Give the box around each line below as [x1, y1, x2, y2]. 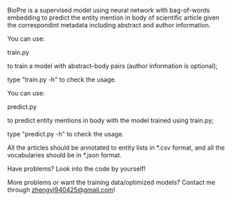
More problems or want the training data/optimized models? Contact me [7, 179, 216, 186]
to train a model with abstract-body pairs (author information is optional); [7, 62, 219, 70]
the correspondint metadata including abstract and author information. [7, 21, 211, 29]
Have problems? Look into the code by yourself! [7, 164, 146, 173]
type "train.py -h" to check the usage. [7, 75, 117, 84]
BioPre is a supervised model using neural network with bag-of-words [7, 6, 210, 14]
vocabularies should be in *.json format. [7, 151, 122, 159]
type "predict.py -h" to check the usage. [7, 130, 124, 138]
